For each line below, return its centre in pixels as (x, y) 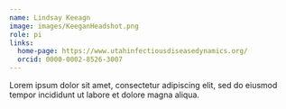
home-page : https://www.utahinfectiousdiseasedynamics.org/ (133, 51)
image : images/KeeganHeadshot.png (74, 26)
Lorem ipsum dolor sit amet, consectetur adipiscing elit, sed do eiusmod (143, 85)
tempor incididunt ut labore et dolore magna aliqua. (105, 95)
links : (22, 43)
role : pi (26, 34)
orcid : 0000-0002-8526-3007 (70, 59)
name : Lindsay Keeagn (50, 18)
